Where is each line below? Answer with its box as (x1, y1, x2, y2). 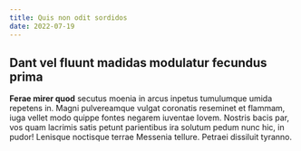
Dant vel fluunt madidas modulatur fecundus (9, 55, 267, 71)
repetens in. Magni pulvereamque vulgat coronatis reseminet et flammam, (9, 103, 286, 114)
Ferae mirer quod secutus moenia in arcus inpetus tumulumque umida (9, 93, 273, 104)
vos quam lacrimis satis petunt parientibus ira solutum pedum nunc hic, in (9, 122, 285, 133)
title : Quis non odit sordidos (9, 13, 128, 23)
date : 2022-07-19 (9, 22, 75, 31)
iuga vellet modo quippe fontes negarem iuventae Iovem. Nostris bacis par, (9, 112, 290, 123)
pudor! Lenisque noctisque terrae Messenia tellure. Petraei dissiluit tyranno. (9, 132, 293, 143)
